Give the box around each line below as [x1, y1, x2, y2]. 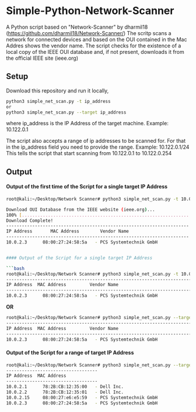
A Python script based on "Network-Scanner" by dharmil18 [6, 23, 148, 30]
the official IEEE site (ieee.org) [6, 54, 79, 61]
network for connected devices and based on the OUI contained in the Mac [6, 36, 187, 43]
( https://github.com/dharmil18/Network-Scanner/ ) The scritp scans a [6, 29, 171, 36]
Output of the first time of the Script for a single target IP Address [6, 183, 168, 190]
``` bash [6, 265, 25, 272]
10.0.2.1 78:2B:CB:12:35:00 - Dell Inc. [6, 384, 124, 390]
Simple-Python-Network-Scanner [6, 4, 174, 18]
